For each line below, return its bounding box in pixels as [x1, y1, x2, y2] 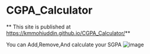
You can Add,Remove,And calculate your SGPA [6, 41, 122, 48]
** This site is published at [6, 23, 71, 30]
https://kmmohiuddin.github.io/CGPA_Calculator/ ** [6, 29, 131, 36]
